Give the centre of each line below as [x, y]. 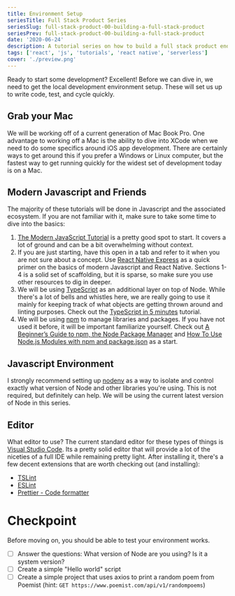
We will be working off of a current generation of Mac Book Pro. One [106, 133]
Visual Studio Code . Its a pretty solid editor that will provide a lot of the [109, 449]
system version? [41, 562]
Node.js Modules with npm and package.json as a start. [98, 342]
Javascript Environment [60, 364]
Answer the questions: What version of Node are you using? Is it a [113, 553]
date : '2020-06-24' [36, 40]
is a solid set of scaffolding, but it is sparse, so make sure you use [118, 275]
